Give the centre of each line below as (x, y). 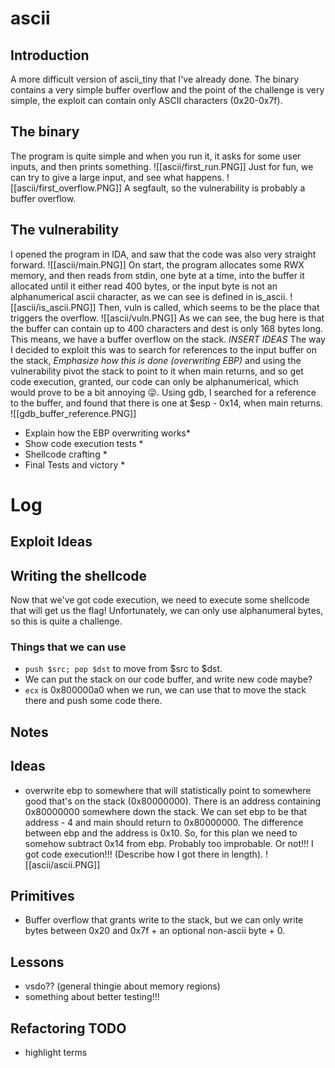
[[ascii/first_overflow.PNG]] (66, 188)
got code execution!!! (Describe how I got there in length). (144, 854)
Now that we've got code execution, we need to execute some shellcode (160, 600)
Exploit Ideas (51, 542)
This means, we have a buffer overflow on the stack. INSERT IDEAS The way (168, 339)
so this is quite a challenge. (66, 621)
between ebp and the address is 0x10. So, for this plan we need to (161, 833)
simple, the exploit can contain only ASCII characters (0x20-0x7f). (146, 100)
